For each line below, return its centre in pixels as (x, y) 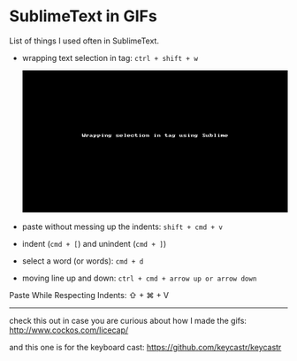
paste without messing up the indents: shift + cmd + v (122, 227)
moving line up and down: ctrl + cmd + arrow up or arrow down (139, 278)
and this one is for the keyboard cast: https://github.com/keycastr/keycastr (145, 347)
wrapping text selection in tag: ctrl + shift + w (110, 58)
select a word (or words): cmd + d (83, 261)
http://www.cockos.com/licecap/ (69, 330)
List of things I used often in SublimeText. (84, 41)
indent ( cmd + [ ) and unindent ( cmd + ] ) (94, 244)
